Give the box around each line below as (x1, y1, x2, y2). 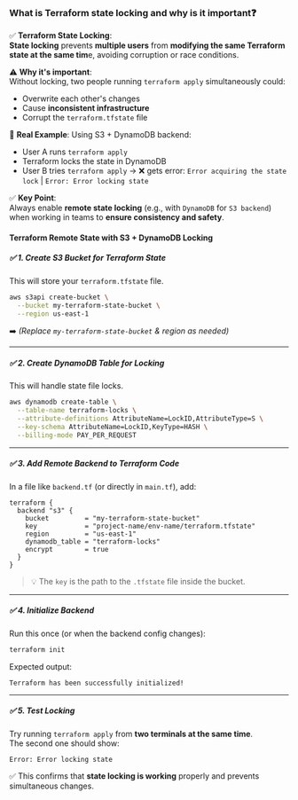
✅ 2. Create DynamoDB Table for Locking (9, 357, 165, 369)
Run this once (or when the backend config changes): (9, 628, 206, 639)
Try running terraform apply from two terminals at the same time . (9, 728, 254, 739)
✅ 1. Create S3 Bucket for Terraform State (9, 253, 167, 263)
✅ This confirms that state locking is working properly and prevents (9, 770, 260, 781)
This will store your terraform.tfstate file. (9, 275, 164, 286)
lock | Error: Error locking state (21, 176, 149, 186)
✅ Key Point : (9, 192, 57, 203)
